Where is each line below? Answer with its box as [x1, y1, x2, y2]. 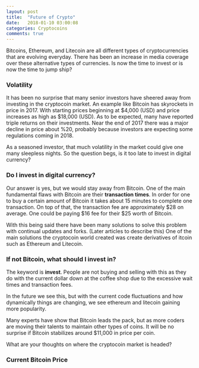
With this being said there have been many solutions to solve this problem [6, 221, 187, 229]
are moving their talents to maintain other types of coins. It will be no [6, 323, 174, 330]
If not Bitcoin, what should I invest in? [6, 255, 116, 263]
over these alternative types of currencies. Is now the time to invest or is [6, 60, 183, 67]
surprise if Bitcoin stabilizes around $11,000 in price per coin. [6, 329, 156, 337]
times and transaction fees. [6, 281, 73, 288]
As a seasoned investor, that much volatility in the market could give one [6, 144, 184, 151]
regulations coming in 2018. [6, 132, 74, 139]
